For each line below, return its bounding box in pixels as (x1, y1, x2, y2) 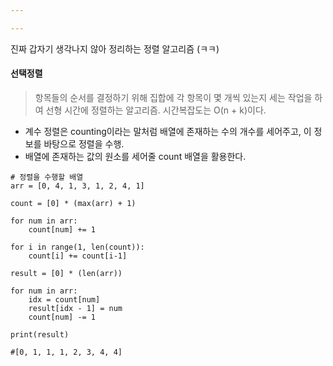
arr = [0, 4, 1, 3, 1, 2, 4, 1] (10, 181, 145, 191)
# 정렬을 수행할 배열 (10, 172, 84, 182)
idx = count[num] (28, 294, 101, 305)
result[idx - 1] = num (28, 303, 123, 313)
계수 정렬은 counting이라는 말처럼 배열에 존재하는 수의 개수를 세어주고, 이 (24, 125, 312, 137)
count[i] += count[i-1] (28, 251, 128, 261)
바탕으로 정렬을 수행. (43, 137, 125, 150)
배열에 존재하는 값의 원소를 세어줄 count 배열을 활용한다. (24, 150, 247, 162)
